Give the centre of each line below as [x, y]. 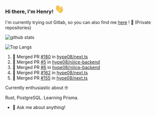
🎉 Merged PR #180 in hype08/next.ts [50, 57]
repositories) [18, 28]
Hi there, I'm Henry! [29, 11]
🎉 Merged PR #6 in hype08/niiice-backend [56, 67]
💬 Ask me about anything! [39, 107]
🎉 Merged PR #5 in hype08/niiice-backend [56, 62]
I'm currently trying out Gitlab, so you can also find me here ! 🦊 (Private [78, 22]
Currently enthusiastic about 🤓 [37, 88]
